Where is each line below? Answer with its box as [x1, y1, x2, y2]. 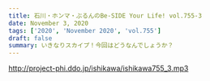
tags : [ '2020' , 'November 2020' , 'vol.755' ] [8, 26, 161, 34]
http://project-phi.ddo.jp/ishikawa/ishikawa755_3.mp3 [8, 63, 189, 73]
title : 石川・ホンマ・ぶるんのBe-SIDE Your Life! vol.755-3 [8, 11, 203, 20]
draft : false [8, 34, 53, 43]
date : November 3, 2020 [8, 19, 89, 27]
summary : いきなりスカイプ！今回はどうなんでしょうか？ [8, 42, 174, 50]
